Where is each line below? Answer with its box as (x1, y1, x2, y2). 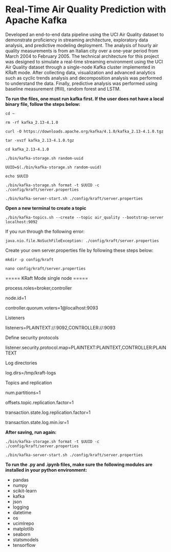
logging (12, 504, 29, 510)
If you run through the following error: (5, 228, 85, 234)
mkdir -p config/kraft (5, 257, 54, 262)
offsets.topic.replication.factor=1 (5, 399, 74, 405)
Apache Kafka (5, 14, 68, 26)
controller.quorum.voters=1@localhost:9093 (5, 304, 98, 311)
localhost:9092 (5, 219, 38, 225)
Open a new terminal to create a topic (5, 205, 87, 211)
